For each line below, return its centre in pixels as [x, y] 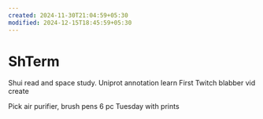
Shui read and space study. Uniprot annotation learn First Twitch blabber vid [132, 83]
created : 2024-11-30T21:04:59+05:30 [68, 15]
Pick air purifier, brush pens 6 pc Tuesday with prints [94, 106]
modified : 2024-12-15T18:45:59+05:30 [70, 23]
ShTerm [34, 61]
